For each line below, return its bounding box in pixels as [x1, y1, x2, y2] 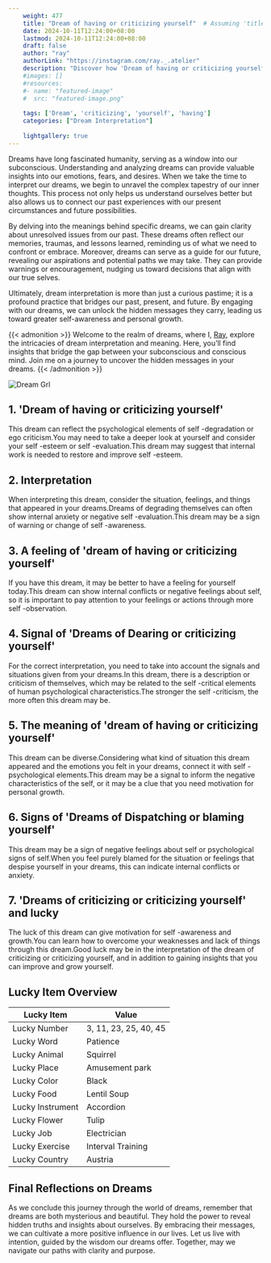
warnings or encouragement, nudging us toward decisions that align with [8, 264, 252, 274]
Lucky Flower [12, 1115, 64, 1126]
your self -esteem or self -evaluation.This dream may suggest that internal [8, 441, 256, 451]
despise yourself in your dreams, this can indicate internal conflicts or [8, 861, 240, 872]
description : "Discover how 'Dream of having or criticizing [23, 65, 232, 73]
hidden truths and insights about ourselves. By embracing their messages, [8, 1219, 256, 1229]
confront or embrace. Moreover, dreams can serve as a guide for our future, [8, 247, 261, 257]
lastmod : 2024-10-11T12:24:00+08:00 [23, 34, 147, 43]
